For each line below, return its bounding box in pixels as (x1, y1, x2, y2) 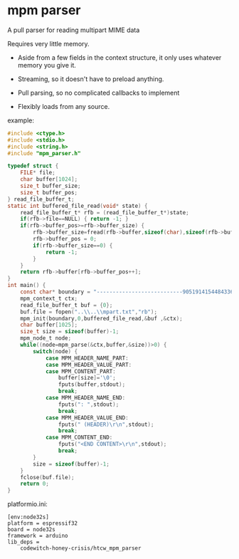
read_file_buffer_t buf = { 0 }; (20, 301, 113, 308)
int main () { (7, 282, 46, 289)
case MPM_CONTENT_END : (45, 434, 113, 442)
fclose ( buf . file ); (20, 474, 75, 481)
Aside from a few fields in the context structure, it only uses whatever (17, 53, 222, 62)
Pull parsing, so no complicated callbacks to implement (17, 88, 180, 97)
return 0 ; (20, 480, 50, 488)
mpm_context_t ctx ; (20, 295, 78, 302)
